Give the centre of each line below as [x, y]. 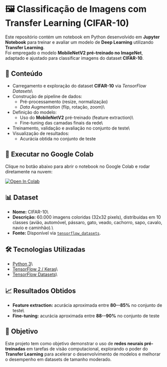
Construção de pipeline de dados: [47, 96]
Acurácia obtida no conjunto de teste [58, 138]
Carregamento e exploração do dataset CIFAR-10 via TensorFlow [79, 86]
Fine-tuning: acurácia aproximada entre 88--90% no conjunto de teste [86, 316]
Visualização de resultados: [41, 133]
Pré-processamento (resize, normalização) [64, 102]
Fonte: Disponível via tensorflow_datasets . [57, 233]
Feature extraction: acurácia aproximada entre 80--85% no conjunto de [87, 305]
